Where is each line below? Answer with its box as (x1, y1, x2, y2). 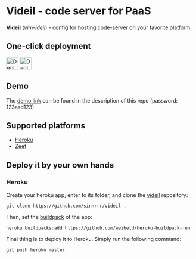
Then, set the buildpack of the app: (6, 214, 92, 221)
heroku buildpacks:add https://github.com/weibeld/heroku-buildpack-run (6, 225, 191, 231)
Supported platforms (6, 121, 85, 131)
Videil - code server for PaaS (6, 4, 151, 18)
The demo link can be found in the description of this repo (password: (6, 97, 178, 104)
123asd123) (6, 103, 35, 110)
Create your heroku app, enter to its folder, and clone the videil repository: (6, 192, 188, 199)
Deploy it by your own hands (6, 160, 114, 170)
